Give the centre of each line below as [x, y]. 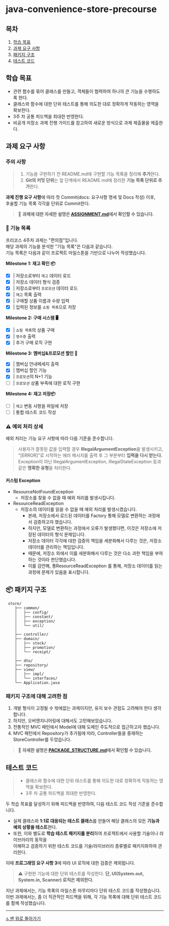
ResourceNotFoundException [43, 492]
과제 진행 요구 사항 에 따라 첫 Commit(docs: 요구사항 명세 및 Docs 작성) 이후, [81, 197]
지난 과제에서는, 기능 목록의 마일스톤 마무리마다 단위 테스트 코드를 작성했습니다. [83, 891]
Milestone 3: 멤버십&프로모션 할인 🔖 [42, 353]
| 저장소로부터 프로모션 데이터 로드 [45, 288]
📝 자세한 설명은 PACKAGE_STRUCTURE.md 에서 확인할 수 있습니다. [85, 750]
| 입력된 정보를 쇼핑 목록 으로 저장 [44, 307]
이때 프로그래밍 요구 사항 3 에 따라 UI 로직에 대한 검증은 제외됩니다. [70, 863]
